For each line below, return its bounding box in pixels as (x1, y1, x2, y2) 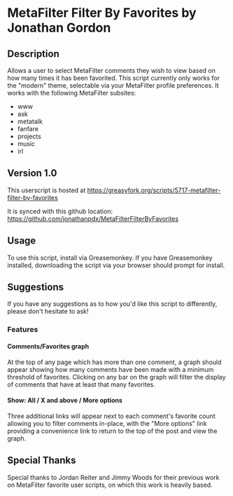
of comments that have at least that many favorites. (7, 380, 156, 389)
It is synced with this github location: (7, 207, 113, 215)
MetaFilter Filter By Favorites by (7, 5, 197, 21)
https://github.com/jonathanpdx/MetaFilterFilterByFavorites (7, 214, 179, 222)
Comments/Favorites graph (7, 342, 90, 350)
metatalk (17, 117, 43, 126)
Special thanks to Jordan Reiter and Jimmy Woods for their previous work (7, 473, 220, 481)
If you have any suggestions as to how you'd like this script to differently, (7, 300, 218, 308)
